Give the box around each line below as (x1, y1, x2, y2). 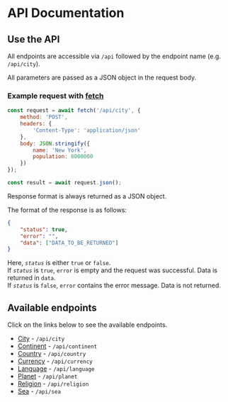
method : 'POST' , (20, 113, 69, 121)
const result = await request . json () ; (7, 179, 122, 186)
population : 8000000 (33, 153, 93, 160)
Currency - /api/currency (17, 357, 93, 366)
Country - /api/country (17, 350, 86, 358)
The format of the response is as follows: (7, 206, 127, 214)
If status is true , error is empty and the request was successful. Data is (7, 266, 218, 274)
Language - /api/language (17, 364, 95, 373)
